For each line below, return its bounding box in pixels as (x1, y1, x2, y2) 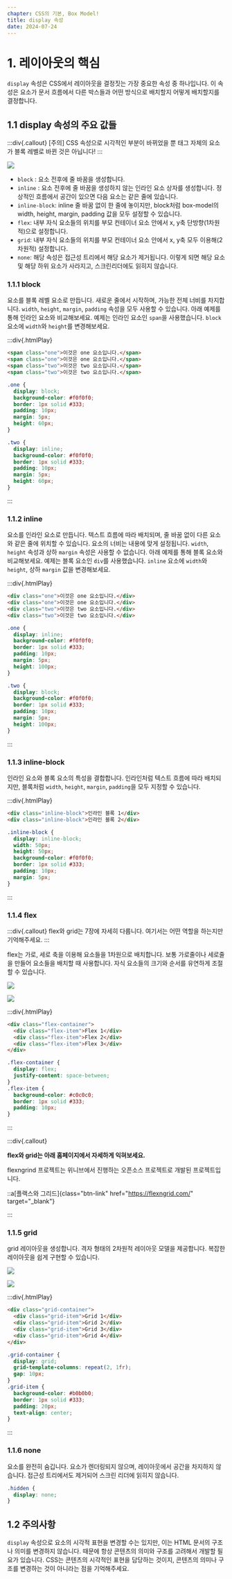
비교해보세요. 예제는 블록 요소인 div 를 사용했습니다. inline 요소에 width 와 (7, 556, 208, 565)
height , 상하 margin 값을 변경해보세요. (7, 565, 111, 574)
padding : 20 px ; (13, 1403, 57, 1410)
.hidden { (7, 1485, 36, 1492)
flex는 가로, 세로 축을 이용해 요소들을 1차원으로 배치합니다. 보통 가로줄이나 (7, 950, 206, 958)
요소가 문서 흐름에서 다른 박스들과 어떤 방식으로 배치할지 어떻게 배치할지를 (19, 88, 220, 96)
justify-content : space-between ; (13, 1073, 110, 1079)
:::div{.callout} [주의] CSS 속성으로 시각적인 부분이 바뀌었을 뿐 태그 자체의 (7, 139, 208, 147)
